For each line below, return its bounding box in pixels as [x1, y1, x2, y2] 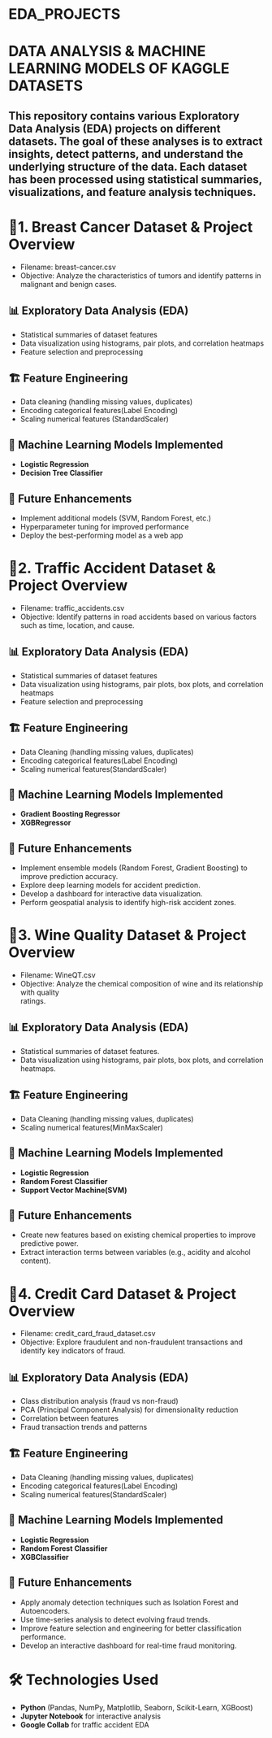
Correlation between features [19, 1413, 119, 1423]
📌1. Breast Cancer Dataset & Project [8, 217, 253, 236]
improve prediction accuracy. [19, 872, 119, 882]
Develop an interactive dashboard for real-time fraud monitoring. [19, 1640, 237, 1650]
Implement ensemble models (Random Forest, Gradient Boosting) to [19, 863, 248, 873]
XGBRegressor [19, 818, 71, 828]
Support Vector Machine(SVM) [19, 1185, 127, 1195]
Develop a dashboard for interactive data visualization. [19, 889, 203, 899]
